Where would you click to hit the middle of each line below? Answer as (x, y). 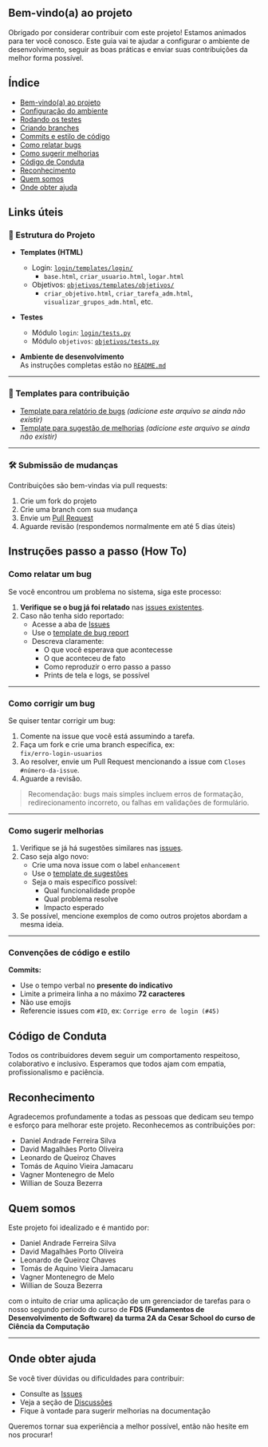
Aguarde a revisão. (51, 778)
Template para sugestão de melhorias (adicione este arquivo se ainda (135, 427)
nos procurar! (31, 1434)
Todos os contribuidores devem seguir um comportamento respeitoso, (124, 1055)
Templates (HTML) (51, 252)
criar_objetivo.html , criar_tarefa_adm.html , (118, 293)
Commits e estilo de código (65, 136)
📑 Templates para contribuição (69, 393)
